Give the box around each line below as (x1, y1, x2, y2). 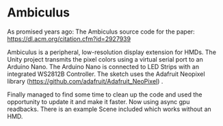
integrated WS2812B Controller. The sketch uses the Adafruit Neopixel (7, 70, 205, 78)
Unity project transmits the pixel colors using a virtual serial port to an (7, 55, 203, 63)
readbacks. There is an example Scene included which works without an (7, 105, 212, 113)
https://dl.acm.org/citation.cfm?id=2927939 (7, 34, 131, 42)
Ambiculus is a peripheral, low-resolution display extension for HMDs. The (7, 48, 217, 56)
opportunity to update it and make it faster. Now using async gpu (7, 97, 190, 105)
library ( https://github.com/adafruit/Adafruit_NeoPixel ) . (7, 77, 163, 85)
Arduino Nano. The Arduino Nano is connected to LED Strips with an (7, 62, 200, 71)
